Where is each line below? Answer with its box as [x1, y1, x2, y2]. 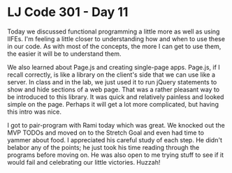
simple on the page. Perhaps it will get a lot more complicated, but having [7, 100, 219, 108]
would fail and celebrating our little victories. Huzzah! [7, 158, 161, 166]
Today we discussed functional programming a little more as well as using [7, 27, 220, 36]
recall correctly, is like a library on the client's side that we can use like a [7, 70, 215, 79]
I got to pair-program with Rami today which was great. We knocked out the [7, 121, 226, 129]
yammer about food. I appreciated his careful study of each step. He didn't [7, 135, 222, 144]
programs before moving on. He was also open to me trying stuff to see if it [7, 151, 224, 159]
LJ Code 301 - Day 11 [7, 4, 129, 20]
